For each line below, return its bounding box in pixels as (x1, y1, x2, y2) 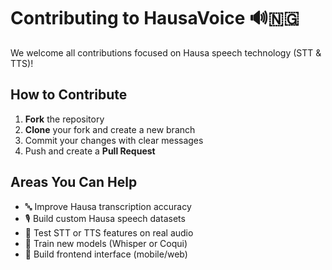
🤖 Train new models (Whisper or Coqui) (24, 237, 188, 249)
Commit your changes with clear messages (24, 134, 204, 146)
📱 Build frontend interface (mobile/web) (24, 248, 188, 260)
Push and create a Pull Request (24, 145, 156, 157)
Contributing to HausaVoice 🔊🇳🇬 (10, 7, 300, 30)
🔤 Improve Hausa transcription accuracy (24, 200, 192, 212)
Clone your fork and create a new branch (24, 123, 196, 135)
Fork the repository (24, 113, 105, 125)
